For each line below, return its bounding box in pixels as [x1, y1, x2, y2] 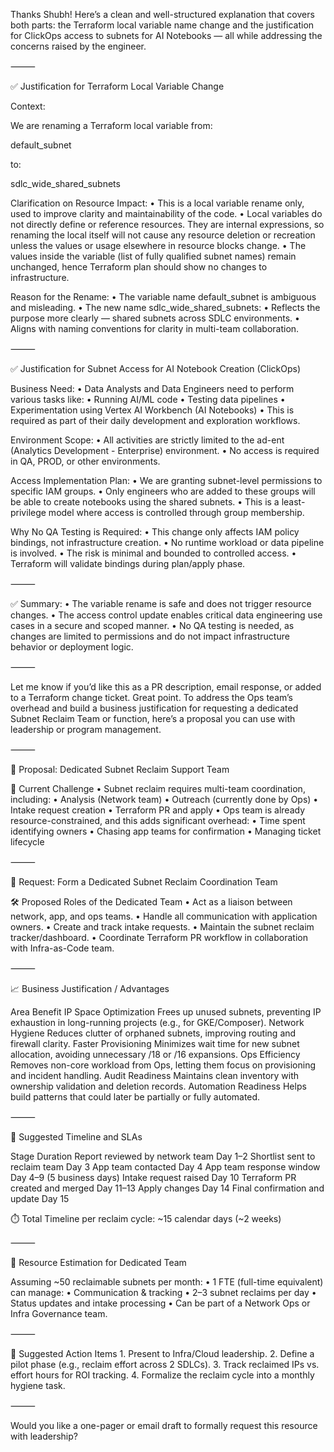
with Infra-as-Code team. [10, 942, 115, 954]
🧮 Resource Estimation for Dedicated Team [10, 1257, 187, 1268]
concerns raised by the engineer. [10, 40, 147, 52]
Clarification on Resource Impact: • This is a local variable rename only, [10, 197, 305, 209]
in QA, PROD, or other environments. [10, 455, 161, 467]
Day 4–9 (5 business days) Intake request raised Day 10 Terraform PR [10, 1172, 297, 1183]
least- [281, 496, 306, 508]
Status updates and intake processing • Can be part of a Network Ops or [10, 1297, 311, 1309]
